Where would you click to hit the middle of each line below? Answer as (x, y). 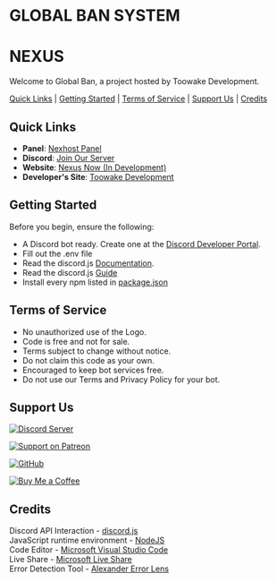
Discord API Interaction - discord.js (74, 531)
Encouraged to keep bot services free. (93, 370)
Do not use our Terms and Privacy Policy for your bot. (121, 379)
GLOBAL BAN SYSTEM (95, 16)
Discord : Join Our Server (68, 158)
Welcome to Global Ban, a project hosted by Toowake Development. (134, 81)
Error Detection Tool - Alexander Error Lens (89, 569)
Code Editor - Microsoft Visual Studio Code (88, 550)
